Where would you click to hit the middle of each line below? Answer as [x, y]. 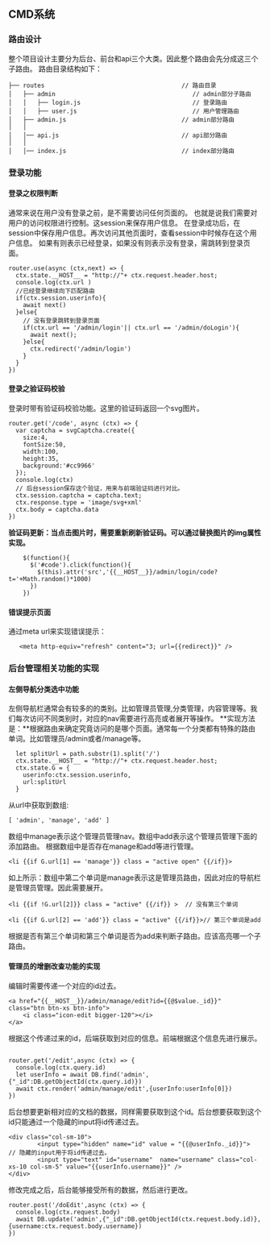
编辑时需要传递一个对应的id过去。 [64, 986]
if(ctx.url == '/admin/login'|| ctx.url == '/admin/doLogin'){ [131, 328]
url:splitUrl [45, 782]
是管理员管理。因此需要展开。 [58, 888]
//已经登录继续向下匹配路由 [55, 291]
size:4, [35, 438]
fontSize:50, [45, 445]
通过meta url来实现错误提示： [58, 632]
